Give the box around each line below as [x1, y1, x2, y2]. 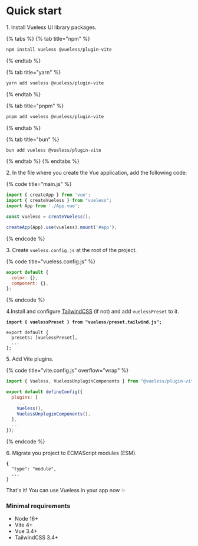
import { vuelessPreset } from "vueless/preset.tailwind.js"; [6, 319, 162, 325]
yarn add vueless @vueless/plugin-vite [6, 80, 104, 86]
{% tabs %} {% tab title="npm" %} [6, 35, 90, 42]
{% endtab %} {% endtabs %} [6, 158, 80, 165]
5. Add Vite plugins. [6, 355, 54, 362]
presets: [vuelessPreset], [11, 335, 78, 341]
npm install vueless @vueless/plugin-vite [6, 46, 112, 53]
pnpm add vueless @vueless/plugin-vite [6, 113, 104, 119]
